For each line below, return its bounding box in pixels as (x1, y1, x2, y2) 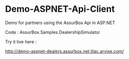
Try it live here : (5, 38, 37, 45)
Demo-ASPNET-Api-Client (5, 3, 115, 15)
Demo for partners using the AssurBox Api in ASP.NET (5, 20, 116, 26)
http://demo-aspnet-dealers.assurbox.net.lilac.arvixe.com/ (5, 48, 124, 54)
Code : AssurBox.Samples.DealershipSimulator (5, 29, 100, 35)
